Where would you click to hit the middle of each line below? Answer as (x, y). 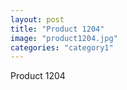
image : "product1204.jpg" (64, 38)
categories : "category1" (62, 47)
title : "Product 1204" (57, 29)
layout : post (37, 19)
